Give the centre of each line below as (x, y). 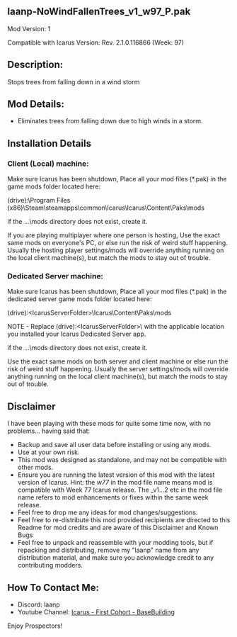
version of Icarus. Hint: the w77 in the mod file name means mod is (115, 483)
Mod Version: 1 (29, 28)
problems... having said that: (49, 431)
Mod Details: (36, 105)
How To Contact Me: (53, 587)
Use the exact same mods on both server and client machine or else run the (118, 361)
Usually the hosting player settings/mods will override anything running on (116, 250)
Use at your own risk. (48, 452)
